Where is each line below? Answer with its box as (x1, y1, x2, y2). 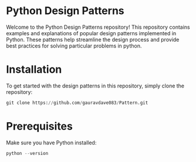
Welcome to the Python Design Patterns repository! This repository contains (6, 23, 190, 31)
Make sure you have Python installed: (6, 139, 97, 146)
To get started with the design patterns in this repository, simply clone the (6, 82, 185, 89)
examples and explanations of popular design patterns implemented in (6, 29, 177, 36)
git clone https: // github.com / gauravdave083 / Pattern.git (6, 100, 148, 106)
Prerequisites (6, 119, 73, 133)
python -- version (6, 150, 49, 156)
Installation (6, 63, 62, 76)
